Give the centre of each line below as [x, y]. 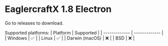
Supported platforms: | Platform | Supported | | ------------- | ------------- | [84, 32]
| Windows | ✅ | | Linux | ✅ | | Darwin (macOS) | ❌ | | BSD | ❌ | [70, 38]
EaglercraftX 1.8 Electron [58, 9]
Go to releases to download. [34, 23]
